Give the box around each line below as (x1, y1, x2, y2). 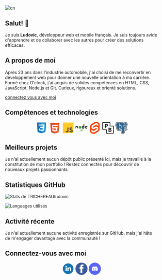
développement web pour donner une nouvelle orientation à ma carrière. (5, 75, 150, 80)
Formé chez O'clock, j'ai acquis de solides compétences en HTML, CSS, (5, 79, 149, 85)
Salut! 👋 (5, 19, 29, 27)
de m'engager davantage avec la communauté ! (5, 235, 100, 241)
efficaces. (5, 42, 25, 48)
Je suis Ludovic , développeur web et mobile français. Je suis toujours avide (5, 32, 158, 37)
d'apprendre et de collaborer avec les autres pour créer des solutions (5, 37, 144, 43)
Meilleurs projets (5, 144, 57, 152)
